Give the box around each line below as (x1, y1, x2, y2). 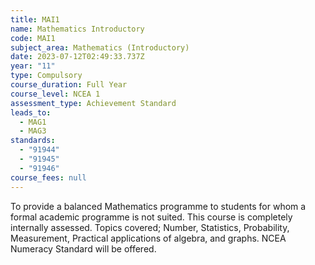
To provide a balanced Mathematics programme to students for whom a (10, 200, 307, 212)
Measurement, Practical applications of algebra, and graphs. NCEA (10, 232, 287, 244)
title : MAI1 (10, 14, 60, 25)
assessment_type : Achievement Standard (10, 98, 177, 108)
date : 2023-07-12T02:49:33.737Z (10, 52, 145, 62)
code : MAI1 (10, 33, 56, 43)
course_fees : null (10, 172, 87, 183)
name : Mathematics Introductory (10, 24, 145, 34)
